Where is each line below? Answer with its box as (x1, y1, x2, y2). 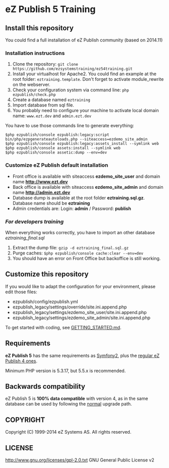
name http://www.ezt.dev (12, 178, 68, 185)
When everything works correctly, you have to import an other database (5, 229, 155, 235)
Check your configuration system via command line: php (12, 87, 130, 93)
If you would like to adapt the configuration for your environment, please (5, 283, 155, 289)
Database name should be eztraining (12, 200, 90, 206)
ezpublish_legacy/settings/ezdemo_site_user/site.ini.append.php (12, 309, 147, 315)
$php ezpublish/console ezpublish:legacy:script (5, 132, 109, 137)
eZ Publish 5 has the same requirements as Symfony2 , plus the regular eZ (5, 352, 160, 358)
